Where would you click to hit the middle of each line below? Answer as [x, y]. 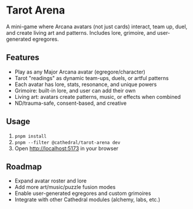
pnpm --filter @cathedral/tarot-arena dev [67, 142]
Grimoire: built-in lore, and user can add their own [75, 90]
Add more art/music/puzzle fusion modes [65, 187]
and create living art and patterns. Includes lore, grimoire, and [81, 32]
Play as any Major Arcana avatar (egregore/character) [80, 72]
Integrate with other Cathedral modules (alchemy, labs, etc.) [87, 200]
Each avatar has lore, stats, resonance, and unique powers [86, 84]
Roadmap [24, 166]
